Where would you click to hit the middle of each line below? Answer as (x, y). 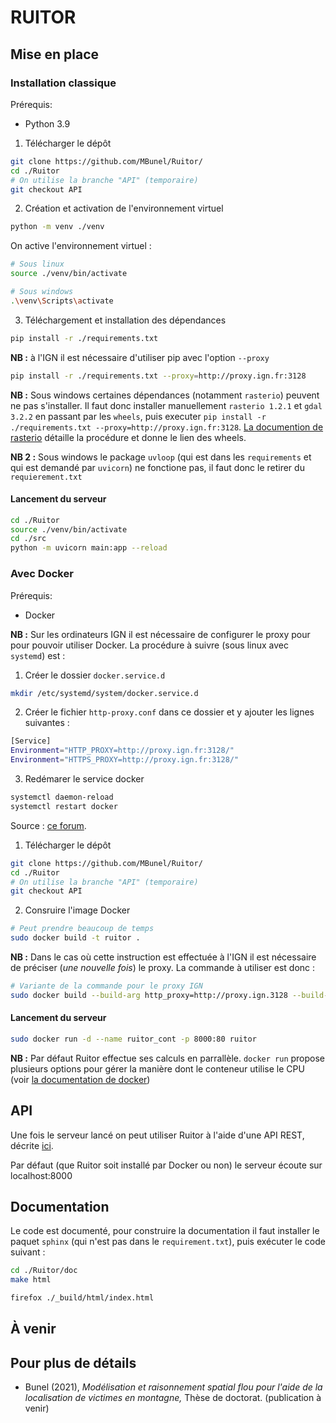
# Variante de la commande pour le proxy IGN (106, 986)
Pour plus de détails (73, 1362)
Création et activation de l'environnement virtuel (124, 208)
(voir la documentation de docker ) (80, 1079)
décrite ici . (32, 1145)
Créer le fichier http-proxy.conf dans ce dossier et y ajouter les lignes (169, 712)
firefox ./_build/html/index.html (82, 1298)
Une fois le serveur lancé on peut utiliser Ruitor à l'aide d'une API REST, (157, 1135)
